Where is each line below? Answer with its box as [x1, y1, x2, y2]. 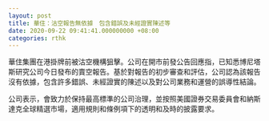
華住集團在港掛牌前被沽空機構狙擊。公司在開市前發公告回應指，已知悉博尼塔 [8, 57, 261, 67]
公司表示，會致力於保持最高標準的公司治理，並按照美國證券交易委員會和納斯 [8, 94, 261, 104]
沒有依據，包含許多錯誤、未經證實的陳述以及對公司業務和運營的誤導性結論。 [8, 77, 261, 87]
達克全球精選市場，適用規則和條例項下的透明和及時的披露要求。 [8, 104, 219, 114]
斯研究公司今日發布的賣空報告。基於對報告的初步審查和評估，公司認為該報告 [8, 67, 261, 77]
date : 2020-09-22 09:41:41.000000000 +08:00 [8, 26, 159, 34]
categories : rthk [8, 34, 66, 42]
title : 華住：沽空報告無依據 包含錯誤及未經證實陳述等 [8, 19, 171, 27]
